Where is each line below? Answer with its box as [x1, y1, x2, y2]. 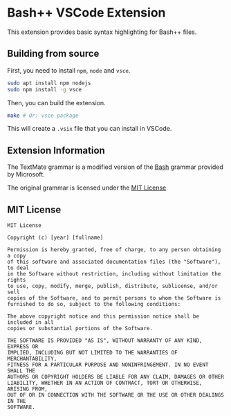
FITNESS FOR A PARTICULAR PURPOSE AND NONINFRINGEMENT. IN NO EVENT [7, 361, 209, 368]
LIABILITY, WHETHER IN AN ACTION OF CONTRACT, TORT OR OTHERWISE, [7, 379, 203, 386]
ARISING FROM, [7, 386, 48, 392]
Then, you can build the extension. [7, 98, 106, 107]
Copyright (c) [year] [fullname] [7, 234, 104, 241]
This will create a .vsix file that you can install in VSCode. [7, 125, 172, 133]
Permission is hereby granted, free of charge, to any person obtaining [7, 246, 221, 253]
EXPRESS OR [7, 343, 39, 350]
